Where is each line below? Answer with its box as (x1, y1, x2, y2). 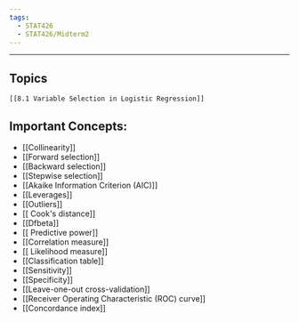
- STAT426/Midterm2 (17, 29, 90, 38)
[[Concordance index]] (21, 303, 107, 313)
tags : (9, 12, 29, 22)
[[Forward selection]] (21, 152, 101, 162)
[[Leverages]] (21, 189, 73, 200)
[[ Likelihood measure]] (21, 246, 109, 256)
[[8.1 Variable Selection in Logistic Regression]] (9, 94, 205, 103)
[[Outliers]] (21, 199, 63, 209)
